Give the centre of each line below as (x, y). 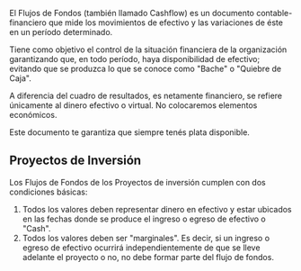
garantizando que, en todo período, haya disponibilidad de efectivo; (135, 59)
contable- (274, 13)
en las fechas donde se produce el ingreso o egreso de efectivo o (144, 219)
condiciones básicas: (49, 192)
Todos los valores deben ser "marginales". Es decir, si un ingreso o (146, 238)
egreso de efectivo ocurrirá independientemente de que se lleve (141, 248)
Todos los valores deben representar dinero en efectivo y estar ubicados (157, 209)
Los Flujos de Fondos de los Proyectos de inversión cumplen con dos (138, 182)
